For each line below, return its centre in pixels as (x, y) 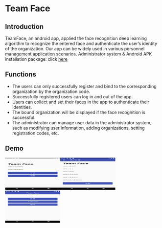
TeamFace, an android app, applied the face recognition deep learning (76, 38)
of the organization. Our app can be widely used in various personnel (75, 49)
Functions (21, 75)
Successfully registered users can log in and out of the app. (72, 96)
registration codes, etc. (35, 133)
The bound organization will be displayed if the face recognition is (79, 112)
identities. (22, 107)
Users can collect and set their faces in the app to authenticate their (81, 102)
